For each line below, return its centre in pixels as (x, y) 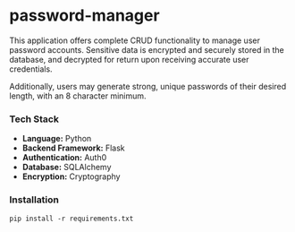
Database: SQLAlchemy (67, 168)
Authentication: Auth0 (64, 158)
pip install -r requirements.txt (72, 219)
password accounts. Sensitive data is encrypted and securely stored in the (147, 49)
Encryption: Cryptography (71, 176)
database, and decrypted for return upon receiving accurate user (129, 59)
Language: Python (57, 139)
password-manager (84, 16)
